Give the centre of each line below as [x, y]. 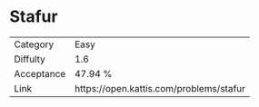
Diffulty [30, 59]
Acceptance [40, 73]
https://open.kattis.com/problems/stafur [160, 88]
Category [34, 44]
